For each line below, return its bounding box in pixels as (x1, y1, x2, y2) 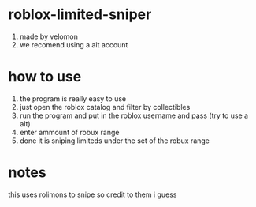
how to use (8, 68, 82, 86)
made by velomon (19, 32, 79, 41)
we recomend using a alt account (19, 40, 128, 49)
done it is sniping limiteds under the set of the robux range (19, 136, 210, 145)
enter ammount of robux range (19, 127, 120, 137)
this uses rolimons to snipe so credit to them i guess (8, 190, 177, 199)
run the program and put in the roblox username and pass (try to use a (19, 111, 249, 120)
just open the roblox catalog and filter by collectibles (19, 102, 191, 111)
